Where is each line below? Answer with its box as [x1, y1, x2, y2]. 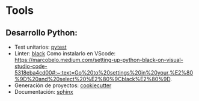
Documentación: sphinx [14, 88, 73, 95]
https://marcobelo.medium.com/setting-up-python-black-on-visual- [14, 57, 184, 63]
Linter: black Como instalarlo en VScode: [14, 50, 116, 57]
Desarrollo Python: [5, 28, 78, 38]
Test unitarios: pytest [14, 43, 67, 50]
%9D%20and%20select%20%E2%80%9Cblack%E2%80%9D [14, 76, 171, 82]
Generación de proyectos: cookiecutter [14, 82, 112, 89]
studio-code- [14, 63, 47, 70]
